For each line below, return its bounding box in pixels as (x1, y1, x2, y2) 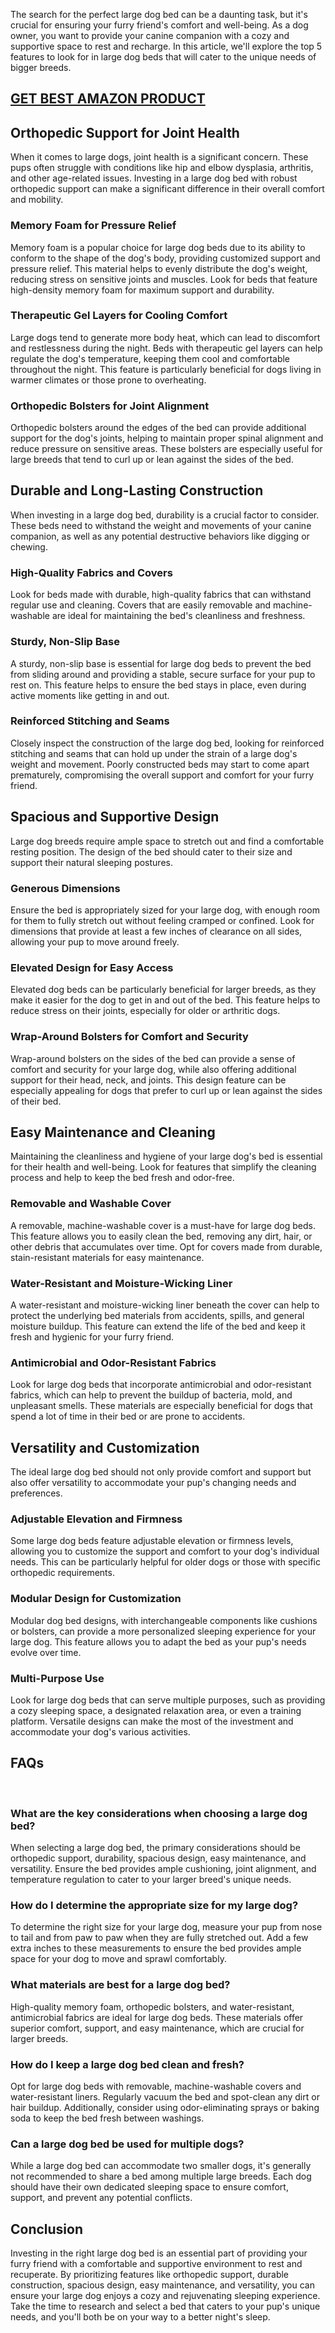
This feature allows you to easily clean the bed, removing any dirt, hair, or (10, 1230, 313, 1242)
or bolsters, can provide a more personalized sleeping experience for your (10, 1625, 317, 1637)
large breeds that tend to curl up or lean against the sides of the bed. (10, 454, 294, 466)
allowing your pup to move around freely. (10, 935, 180, 948)
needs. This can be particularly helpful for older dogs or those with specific (10, 1556, 321, 1568)
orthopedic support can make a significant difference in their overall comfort (10, 183, 325, 195)
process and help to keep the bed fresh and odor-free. (10, 1172, 235, 1184)
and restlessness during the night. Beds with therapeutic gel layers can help (10, 342, 323, 354)
